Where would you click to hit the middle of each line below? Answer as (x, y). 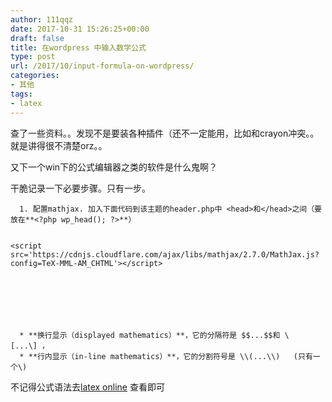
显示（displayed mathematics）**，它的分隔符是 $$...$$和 (166, 335)
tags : (21, 94)
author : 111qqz (42, 19)
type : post (33, 57)
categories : (35, 76)
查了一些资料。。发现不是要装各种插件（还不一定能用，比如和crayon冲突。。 (165, 133)
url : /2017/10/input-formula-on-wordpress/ (102, 66)
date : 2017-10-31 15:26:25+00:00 (80, 29)
